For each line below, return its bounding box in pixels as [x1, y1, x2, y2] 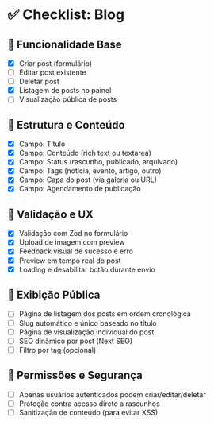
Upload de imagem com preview [18, 238, 125, 247]
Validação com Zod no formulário [18, 229, 128, 238]
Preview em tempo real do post [18, 256, 121, 265]
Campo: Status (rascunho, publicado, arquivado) [18, 157, 178, 167]
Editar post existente [18, 68, 86, 77]
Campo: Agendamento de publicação [18, 184, 141, 194]
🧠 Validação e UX [7, 207, 94, 221]
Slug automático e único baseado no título [18, 318, 157, 327]
